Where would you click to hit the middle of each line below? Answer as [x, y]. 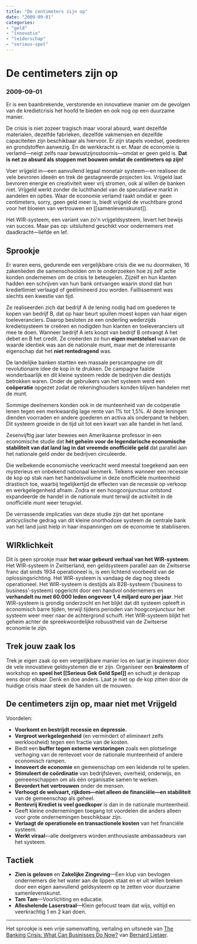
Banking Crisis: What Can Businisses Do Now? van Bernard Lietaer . [87, 935]
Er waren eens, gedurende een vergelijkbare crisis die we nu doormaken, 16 [98, 265]
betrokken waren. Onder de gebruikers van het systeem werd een [86, 381]
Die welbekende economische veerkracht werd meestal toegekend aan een [97, 465]
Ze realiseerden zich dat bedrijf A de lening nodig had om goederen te [91, 308]
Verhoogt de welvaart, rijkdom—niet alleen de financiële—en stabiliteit [103, 792]
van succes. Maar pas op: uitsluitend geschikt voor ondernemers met [90, 226]
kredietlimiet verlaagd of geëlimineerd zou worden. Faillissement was [90, 290]
